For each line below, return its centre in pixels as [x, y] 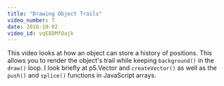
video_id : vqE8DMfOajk [41, 33]
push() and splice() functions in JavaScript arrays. [82, 76]
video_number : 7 [31, 20]
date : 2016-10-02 [33, 27]
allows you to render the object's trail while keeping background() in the [111, 61]
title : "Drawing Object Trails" [55, 14]
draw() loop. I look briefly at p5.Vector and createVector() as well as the [112, 68]
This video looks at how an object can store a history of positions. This [110, 53]
